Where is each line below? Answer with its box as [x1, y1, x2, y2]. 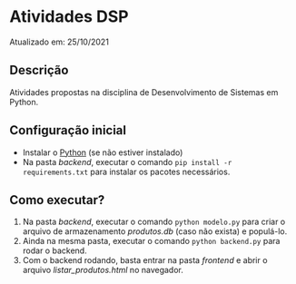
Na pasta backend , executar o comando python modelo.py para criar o [22, 216, 286, 228]
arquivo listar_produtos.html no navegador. [22, 265, 183, 276]
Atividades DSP [9, 6, 129, 27]
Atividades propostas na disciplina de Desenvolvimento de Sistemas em [9, 86, 279, 97]
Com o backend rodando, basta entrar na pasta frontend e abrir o [22, 255, 268, 266]
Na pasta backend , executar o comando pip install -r [22, 156, 232, 167]
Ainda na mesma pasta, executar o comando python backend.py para [22, 236, 281, 247]
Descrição [9, 63, 69, 78]
